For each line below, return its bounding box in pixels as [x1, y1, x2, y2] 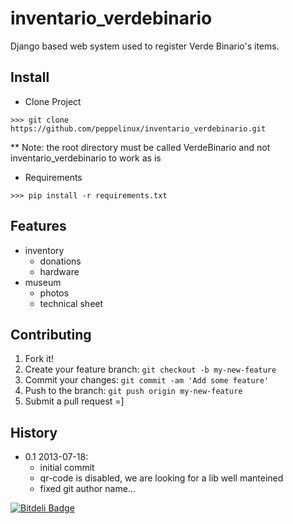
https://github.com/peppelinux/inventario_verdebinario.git [10, 123, 267, 134]
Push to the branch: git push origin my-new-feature [24, 385, 243, 397]
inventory [24, 244, 65, 256]
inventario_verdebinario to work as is [10, 152, 162, 164]
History [10, 424, 58, 441]
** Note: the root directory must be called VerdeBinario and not [10, 141, 271, 153]
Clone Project [24, 95, 82, 107]
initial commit [39, 462, 95, 474]
